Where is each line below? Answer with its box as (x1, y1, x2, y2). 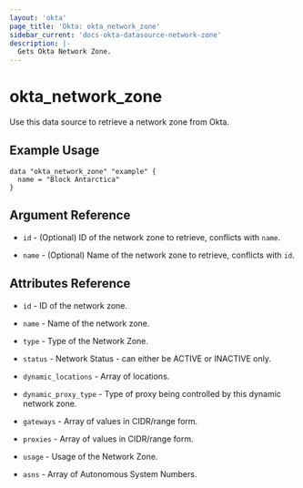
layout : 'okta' (9, 13, 67, 23)
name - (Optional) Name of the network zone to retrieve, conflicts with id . (22, 249, 295, 260)
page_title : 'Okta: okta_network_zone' (9, 22, 161, 31)
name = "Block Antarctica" (17, 175, 120, 184)
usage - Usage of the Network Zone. (22, 451, 158, 462)
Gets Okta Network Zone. (17, 47, 112, 56)
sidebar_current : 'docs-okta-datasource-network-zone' (9, 30, 222, 39)
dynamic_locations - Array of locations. (22, 371, 170, 381)
